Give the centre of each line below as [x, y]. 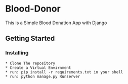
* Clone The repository [30, 63]
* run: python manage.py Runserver [43, 76]
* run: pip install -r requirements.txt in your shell [64, 72]
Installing [17, 53]
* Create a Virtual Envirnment [38, 68]
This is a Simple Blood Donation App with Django [56, 23]
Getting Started [30, 38]
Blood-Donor [33, 9]
